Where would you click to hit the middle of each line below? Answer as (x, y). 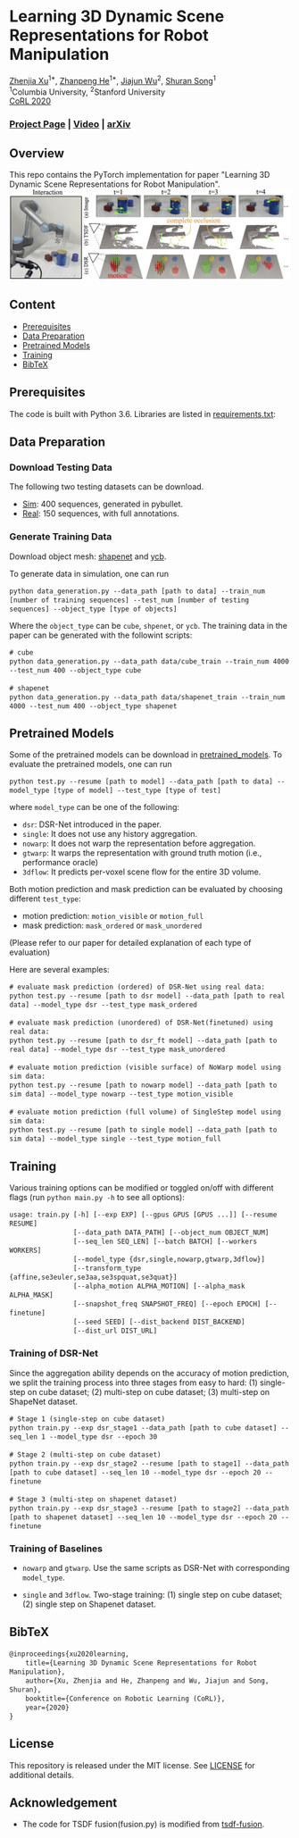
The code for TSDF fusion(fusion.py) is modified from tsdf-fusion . (143, 1825)
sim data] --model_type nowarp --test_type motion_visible (121, 1094)
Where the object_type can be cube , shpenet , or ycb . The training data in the (149, 625)
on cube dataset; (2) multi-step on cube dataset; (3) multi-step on (149, 1391)
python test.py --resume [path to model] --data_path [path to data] (141, 782)
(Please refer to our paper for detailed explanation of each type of (130, 943)
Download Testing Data (61, 467)
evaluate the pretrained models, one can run (91, 764)
